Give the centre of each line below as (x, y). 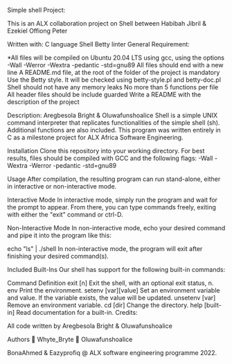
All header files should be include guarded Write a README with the (104, 94)
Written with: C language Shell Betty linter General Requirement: (99, 44)
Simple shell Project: (36, 10)
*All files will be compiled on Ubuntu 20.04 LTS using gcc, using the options (116, 58)
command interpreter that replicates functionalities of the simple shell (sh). (114, 123)
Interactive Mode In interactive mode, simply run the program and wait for (113, 200)
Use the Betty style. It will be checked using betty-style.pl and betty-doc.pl (114, 80)
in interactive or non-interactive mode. (62, 186)
